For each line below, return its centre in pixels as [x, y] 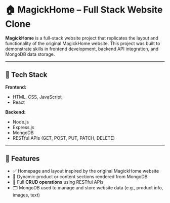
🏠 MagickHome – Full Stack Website [84, 10]
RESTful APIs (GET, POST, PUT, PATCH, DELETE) [64, 138]
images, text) [26, 195]
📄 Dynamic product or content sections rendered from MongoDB [80, 176]
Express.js [23, 127]
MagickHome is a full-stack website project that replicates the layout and [82, 38]
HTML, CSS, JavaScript [37, 97]
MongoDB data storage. [30, 54]
